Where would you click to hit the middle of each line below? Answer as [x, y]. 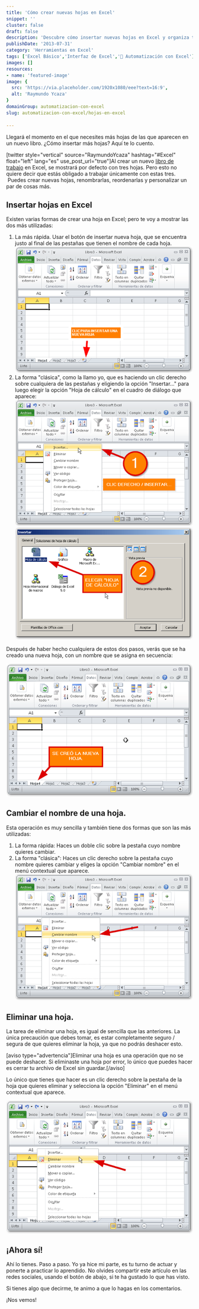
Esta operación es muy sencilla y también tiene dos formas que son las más [99, 827]
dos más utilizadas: [30, 225]
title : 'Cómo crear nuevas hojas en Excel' [61, 12]
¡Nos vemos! [22, 1300]
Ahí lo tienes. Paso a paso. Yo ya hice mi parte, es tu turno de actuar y [92, 1264]
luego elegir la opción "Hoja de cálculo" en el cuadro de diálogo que [98, 390]
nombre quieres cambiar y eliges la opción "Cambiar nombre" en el [97, 864]
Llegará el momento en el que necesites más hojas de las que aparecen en [97, 137]
